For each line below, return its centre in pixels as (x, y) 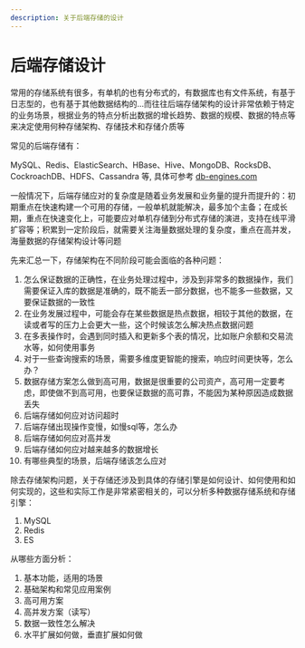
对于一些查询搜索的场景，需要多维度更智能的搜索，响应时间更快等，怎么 (158, 358)
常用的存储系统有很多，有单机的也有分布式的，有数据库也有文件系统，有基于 (153, 92)
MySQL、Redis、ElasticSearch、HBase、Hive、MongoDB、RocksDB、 (143, 165)
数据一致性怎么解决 (59, 623)
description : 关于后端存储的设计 (67, 18)
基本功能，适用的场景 (63, 577)
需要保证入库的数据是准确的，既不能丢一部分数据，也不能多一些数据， (154, 290)
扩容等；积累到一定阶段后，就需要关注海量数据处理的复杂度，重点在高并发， (153, 229)
